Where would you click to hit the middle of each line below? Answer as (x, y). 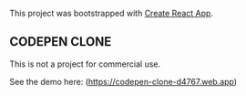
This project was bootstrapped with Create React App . (112, 13)
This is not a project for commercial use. (85, 64)
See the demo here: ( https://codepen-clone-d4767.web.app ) (123, 81)
